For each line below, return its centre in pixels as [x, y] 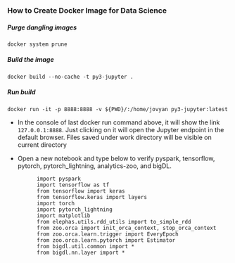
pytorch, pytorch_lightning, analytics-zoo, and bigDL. [95, 166]
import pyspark [58, 179]
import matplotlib [63, 216]
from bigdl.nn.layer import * [81, 252]
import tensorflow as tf [73, 185]
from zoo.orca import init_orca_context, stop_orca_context [126, 228]
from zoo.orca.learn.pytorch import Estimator [106, 240]
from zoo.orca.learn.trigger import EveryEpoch [107, 234]
